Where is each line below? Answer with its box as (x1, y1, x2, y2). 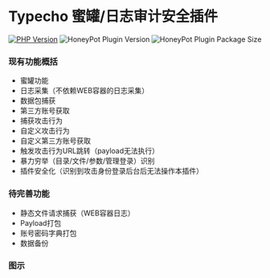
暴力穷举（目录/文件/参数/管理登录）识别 (19, 156, 155, 166)
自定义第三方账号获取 (19, 136, 91, 145)
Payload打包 (19, 218, 62, 227)
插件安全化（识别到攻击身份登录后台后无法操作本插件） (19, 166, 203, 176)
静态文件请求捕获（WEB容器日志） (19, 208, 135, 218)
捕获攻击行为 (19, 116, 63, 125)
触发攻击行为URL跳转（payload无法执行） (19, 146, 159, 156)
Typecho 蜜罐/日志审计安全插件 (8, 7, 219, 26)
